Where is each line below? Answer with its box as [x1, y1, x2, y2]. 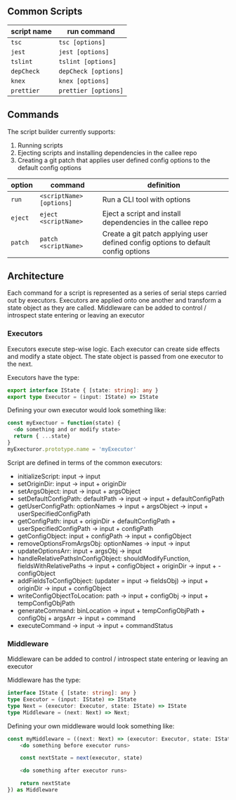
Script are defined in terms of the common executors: [7, 458, 163, 466]
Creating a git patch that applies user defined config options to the [17, 156, 211, 164]
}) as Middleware [7, 787, 58, 794]
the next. [7, 360, 33, 368]
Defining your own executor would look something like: [7, 406, 166, 414]
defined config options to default [102, 237, 211, 247]
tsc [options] [58, 38, 106, 46]
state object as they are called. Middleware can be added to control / [7, 303, 207, 312]
